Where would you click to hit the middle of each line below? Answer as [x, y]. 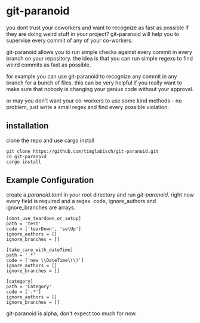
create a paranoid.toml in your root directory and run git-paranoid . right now [100, 194]
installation [27, 126]
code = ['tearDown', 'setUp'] [44, 229]
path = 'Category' [29, 286]
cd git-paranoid [26, 156]
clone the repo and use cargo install [50, 140]
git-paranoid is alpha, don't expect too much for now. [72, 313]
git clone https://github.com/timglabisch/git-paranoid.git [83, 151]
